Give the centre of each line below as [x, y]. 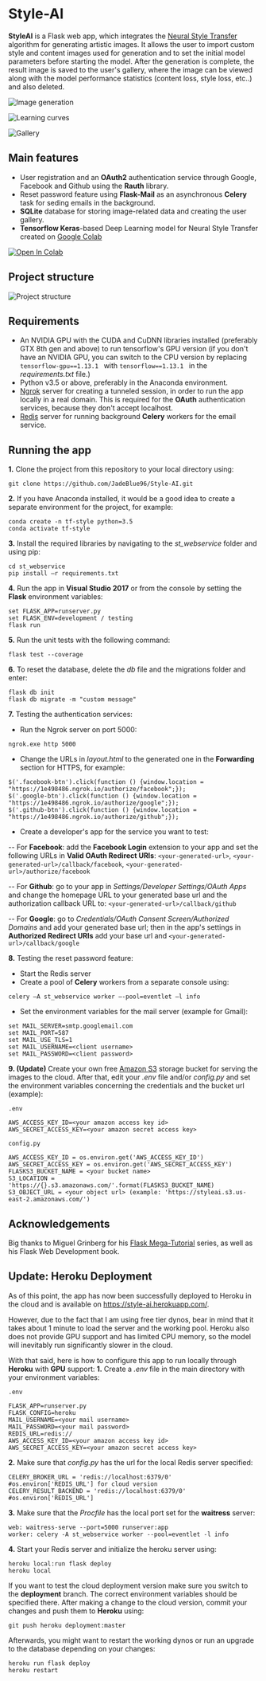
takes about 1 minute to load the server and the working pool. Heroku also [129, 1328]
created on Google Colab [61, 237]
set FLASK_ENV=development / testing [71, 618]
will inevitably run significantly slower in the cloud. [91, 1345]
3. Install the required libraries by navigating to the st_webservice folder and [133, 543]
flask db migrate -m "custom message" [72, 699]
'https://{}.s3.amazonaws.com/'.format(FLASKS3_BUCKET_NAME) [112, 1185]
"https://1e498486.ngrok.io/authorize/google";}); [94, 803]
